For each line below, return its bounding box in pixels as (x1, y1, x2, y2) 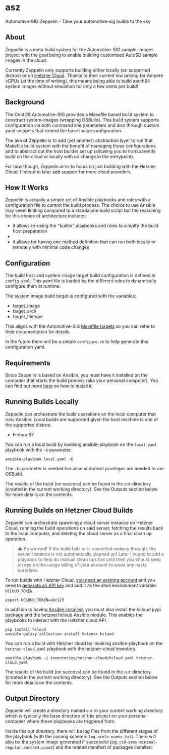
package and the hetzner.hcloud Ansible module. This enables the (5, 612, 143, 618)
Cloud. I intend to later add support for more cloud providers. (5, 169, 132, 175)
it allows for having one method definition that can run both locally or (12, 239, 156, 245)
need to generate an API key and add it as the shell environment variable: (5, 582, 157, 588)
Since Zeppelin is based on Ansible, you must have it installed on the (5, 372, 148, 378)
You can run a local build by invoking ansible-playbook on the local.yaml (5, 441, 157, 447)
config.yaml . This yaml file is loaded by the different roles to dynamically (5, 278, 156, 284)
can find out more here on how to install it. (5, 383, 93, 389)
